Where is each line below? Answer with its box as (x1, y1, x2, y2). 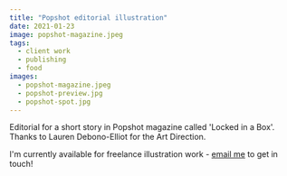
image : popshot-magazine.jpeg (9, 30, 124, 39)
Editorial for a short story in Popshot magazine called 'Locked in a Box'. (9, 122, 275, 133)
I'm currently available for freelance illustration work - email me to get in (9, 149, 279, 160)
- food (17, 64, 43, 73)
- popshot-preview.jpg (17, 88, 103, 97)
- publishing (17, 55, 67, 64)
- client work (17, 47, 71, 56)
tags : (9, 38, 30, 48)
